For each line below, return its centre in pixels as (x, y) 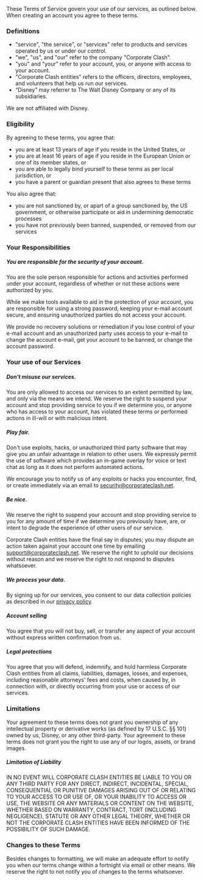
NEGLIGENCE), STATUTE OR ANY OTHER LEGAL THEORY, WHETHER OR (98, 816)
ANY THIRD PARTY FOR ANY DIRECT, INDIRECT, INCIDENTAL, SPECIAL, (98, 784)
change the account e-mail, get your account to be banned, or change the (99, 340)
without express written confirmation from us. (64, 638)
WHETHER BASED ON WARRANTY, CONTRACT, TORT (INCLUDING (91, 810)
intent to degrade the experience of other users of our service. (85, 528)
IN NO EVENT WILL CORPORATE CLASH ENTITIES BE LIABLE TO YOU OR (99, 777)
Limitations (23, 709)
